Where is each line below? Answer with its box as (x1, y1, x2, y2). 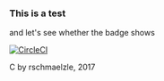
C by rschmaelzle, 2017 (9, 61, 96, 73)
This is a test (9, 7, 66, 20)
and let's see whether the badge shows (9, 28, 155, 38)
